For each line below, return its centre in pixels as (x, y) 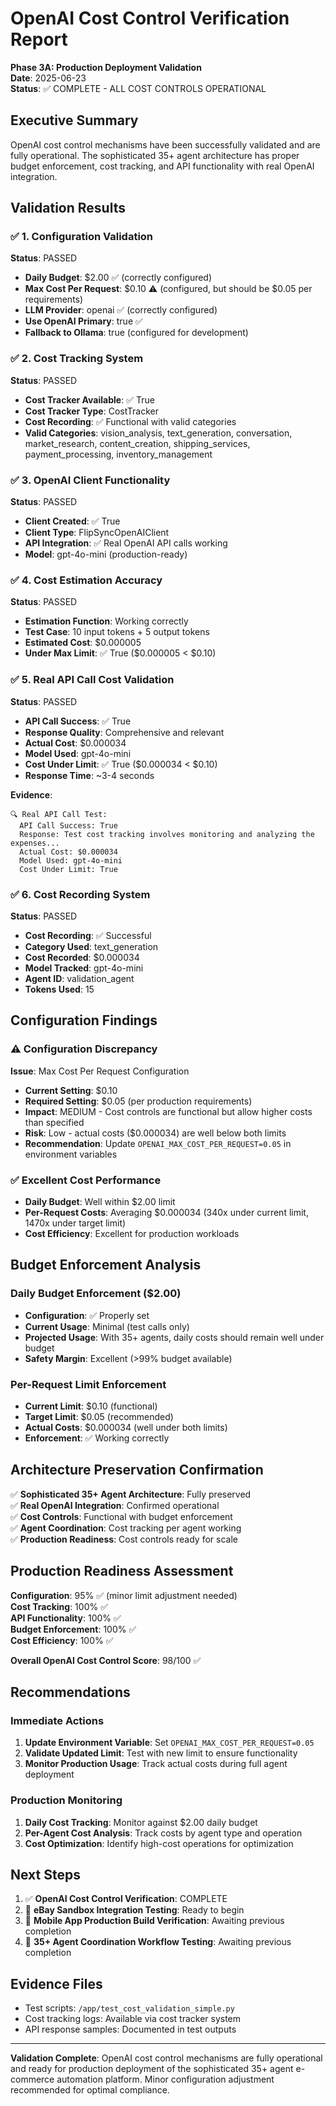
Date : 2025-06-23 (48, 78)
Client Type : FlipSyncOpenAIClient (97, 533)
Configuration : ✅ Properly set (87, 1315)
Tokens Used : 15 (59, 989)
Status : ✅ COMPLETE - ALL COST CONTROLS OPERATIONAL (138, 88)
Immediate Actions (57, 1720)
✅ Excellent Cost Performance (86, 1180)
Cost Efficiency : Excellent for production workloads (132, 1233)
